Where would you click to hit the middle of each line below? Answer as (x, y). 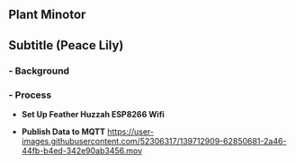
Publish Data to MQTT (63, 132)
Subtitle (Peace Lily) (66, 45)
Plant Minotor (47, 15)
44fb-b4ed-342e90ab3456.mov (82, 151)
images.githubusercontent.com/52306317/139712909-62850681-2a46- (154, 141)
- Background (39, 71)
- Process (30, 95)
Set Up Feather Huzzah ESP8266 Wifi (93, 114)
